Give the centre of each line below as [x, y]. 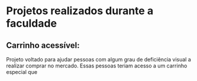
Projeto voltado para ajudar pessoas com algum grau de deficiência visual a [98, 59]
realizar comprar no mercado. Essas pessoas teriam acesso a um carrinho [97, 66]
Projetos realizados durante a [80, 11]
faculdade [32, 23]
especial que [22, 72]
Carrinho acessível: [43, 45]
